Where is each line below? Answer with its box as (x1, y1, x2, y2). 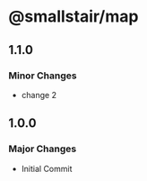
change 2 (21, 89, 57, 100)
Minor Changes (8, 69, 77, 82)
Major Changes (8, 142, 77, 155)
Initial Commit (21, 163, 73, 174)
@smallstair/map (8, 6, 139, 27)
